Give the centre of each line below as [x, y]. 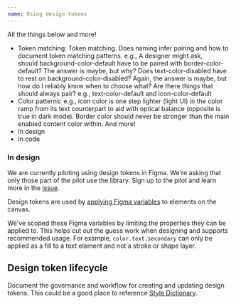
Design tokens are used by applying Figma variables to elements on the [112, 201]
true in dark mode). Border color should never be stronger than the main [123, 116]
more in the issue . [34, 188]
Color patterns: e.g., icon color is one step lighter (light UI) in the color [120, 101]
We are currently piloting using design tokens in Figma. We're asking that [114, 172]
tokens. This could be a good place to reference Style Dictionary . [102, 293]
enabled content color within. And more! [76, 124]
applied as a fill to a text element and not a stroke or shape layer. [102, 246]
